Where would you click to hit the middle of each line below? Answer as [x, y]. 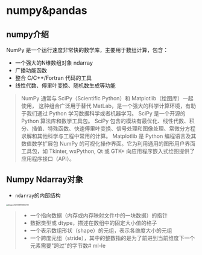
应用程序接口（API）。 [48, 159]
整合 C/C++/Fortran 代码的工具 [53, 78]
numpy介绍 [28, 34]
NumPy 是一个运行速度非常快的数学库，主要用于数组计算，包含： [87, 50]
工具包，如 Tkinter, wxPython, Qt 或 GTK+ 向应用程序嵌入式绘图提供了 [108, 151]
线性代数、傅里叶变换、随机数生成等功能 [65, 86]
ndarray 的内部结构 [38, 195]
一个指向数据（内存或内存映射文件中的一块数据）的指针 [99, 215]
